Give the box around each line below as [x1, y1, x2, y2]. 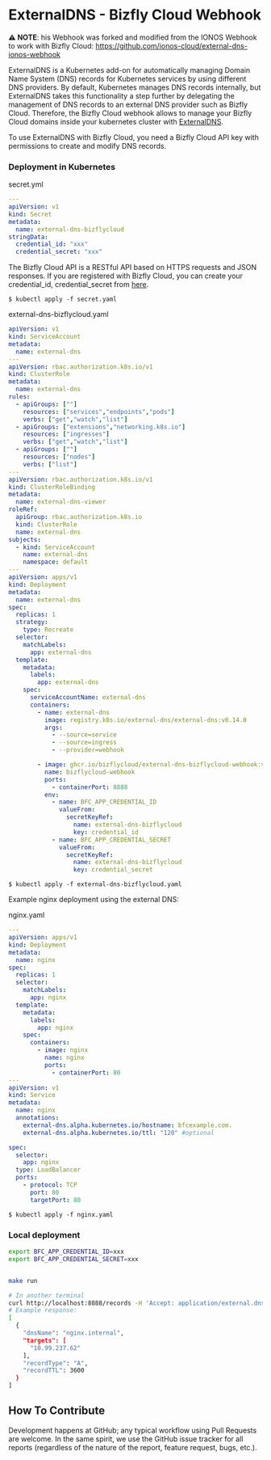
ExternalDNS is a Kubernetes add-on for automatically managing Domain [8, 65, 251, 74]
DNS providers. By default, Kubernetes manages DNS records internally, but [8, 82, 261, 92]
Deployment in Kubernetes [8, 161, 116, 172]
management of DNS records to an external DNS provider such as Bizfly [8, 99, 248, 109]
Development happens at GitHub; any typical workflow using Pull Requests [8, 1425, 257, 1435]
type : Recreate [23, 626, 74, 634]
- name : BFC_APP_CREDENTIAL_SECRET [51, 835, 172, 844]
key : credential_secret [73, 866, 153, 874]
